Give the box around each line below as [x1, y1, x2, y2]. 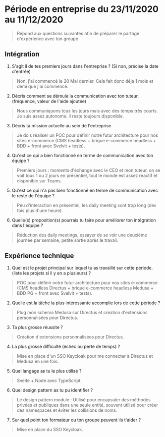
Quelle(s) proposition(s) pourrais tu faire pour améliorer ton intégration [11, 217, 157, 223]
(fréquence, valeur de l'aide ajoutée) [11, 98, 87, 104]
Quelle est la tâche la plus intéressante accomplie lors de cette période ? [11, 300, 161, 306]
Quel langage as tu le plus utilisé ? [11, 368, 82, 374]
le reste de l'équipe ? [11, 192, 55, 199]
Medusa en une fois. [16, 358, 59, 364]
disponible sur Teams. [16, 177, 62, 184]
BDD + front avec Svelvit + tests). [16, 143, 85, 149]
